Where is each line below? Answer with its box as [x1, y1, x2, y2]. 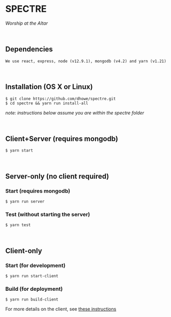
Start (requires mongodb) [5, 187, 70, 194]
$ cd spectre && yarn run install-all [5, 101, 88, 106]
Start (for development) [5, 262, 66, 269]
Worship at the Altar [5, 20, 48, 26]
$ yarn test [5, 222, 31, 228]
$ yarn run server [5, 199, 45, 204]
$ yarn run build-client [5, 297, 59, 302]
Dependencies [5, 45, 53, 54]
